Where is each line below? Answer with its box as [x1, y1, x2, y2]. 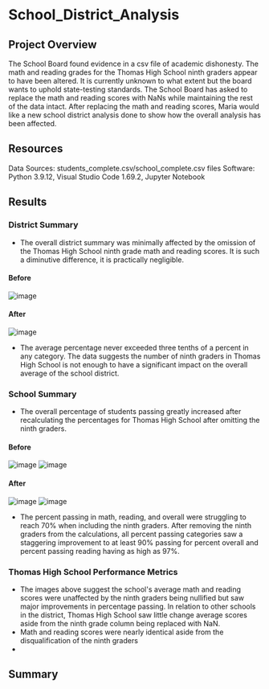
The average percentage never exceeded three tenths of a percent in [19, 342, 249, 352]
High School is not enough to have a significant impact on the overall [19, 359, 248, 369]
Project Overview [8, 38, 97, 51]
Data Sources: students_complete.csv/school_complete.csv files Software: [8, 163, 255, 173]
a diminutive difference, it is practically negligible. [19, 255, 185, 265]
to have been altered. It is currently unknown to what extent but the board [8, 76, 252, 85]
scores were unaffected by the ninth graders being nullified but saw [19, 593, 245, 602]
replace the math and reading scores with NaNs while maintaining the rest [8, 93, 253, 102]
